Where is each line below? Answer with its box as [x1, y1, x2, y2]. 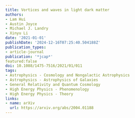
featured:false [5, 59, 37, 64]
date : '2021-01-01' [5, 36, 47, 41]
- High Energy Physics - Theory [5, 91, 73, 96]
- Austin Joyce [5, 21, 37, 27]
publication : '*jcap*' [5, 54, 53, 59]
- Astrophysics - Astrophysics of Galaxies [5, 77, 99, 82]
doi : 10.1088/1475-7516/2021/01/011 [5, 63, 82, 68]
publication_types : [5, 45, 47, 50]
